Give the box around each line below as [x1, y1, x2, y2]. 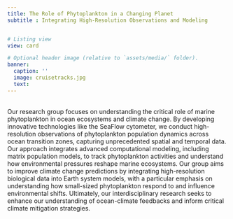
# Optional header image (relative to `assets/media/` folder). [7, 55, 199, 62]
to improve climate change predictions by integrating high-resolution [7, 167, 205, 175]
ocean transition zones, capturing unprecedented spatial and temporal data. [7, 137, 227, 146]
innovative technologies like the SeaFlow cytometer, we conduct [7, 122, 193, 130]
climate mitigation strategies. [7, 204, 91, 212]
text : [13, 80, 30, 87]
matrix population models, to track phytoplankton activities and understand [7, 152, 224, 160]
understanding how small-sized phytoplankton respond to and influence [7, 181, 216, 190]
